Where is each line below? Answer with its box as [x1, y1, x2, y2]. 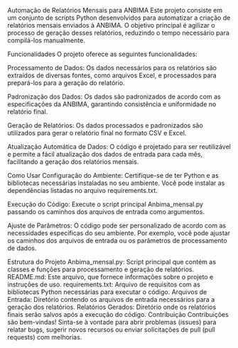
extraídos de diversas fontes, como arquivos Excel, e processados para [7, 71, 217, 79]
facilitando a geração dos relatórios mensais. [7, 157, 139, 166]
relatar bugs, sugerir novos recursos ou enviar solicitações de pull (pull [7, 325, 215, 334]
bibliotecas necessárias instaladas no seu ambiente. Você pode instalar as [7, 179, 225, 187]
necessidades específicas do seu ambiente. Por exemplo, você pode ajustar [7, 229, 231, 237]
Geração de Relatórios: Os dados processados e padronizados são [7, 121, 204, 130]
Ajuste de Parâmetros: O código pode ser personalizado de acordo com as [7, 221, 226, 230]
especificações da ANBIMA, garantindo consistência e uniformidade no [7, 100, 217, 108]
